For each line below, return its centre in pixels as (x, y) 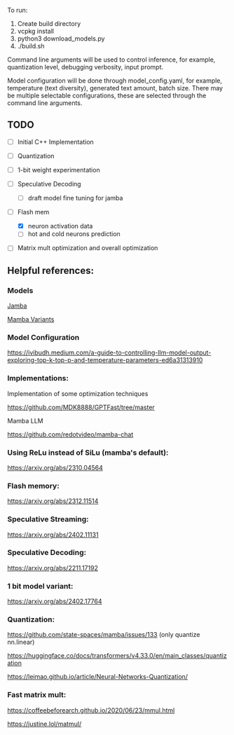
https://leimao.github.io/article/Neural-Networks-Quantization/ (97, 677)
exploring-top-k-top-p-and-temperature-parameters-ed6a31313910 (105, 360)
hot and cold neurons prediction (74, 234)
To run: (18, 10)
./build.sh (31, 46)
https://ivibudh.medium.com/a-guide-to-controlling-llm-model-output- (109, 352)
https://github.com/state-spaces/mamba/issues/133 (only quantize (104, 635)
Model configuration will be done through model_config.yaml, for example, (115, 81)
